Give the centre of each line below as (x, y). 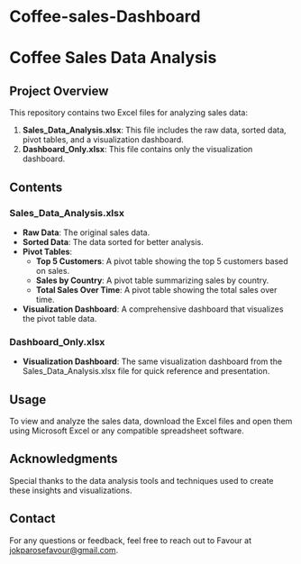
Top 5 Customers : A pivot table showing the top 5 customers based (162, 261)
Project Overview (59, 91)
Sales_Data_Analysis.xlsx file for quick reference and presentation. (146, 371)
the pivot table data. (59, 318)
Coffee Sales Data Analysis (113, 58)
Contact (32, 519)
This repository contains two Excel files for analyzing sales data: (129, 113)
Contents (36, 187)
